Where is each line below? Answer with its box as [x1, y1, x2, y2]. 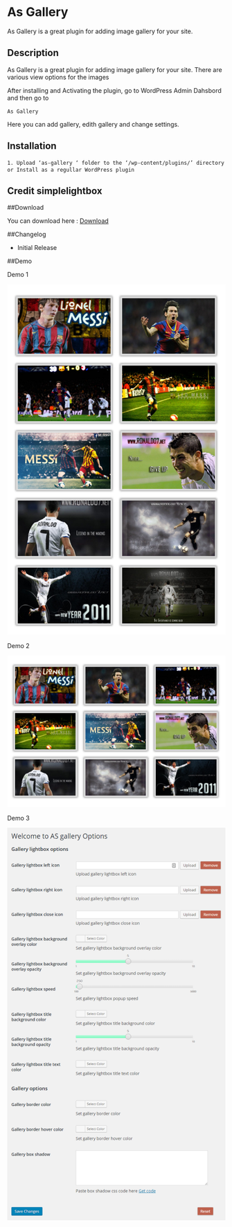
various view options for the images [7, 73, 109, 81]
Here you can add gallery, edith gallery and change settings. [7, 120, 179, 128]
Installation [7, 140, 57, 152]
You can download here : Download [7, 217, 109, 225]
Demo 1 [7, 271, 29, 279]
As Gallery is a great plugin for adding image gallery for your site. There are [7, 65, 223, 73]
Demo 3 [7, 814, 30, 823]
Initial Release [17, 244, 57, 252]
